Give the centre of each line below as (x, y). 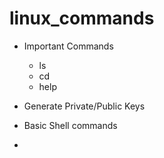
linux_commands (82, 18)
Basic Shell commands (70, 125)
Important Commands (68, 46)
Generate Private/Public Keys (84, 106)
